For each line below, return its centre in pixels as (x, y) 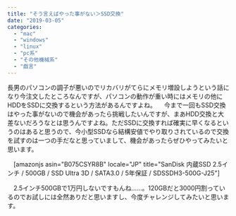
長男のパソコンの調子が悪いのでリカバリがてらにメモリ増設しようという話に (118, 87)
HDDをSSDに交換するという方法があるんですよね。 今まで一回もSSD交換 (117, 105)
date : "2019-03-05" (36, 20)
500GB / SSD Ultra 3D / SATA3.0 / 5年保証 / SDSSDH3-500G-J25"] (123, 173)
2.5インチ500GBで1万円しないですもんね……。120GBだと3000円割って (116, 188)
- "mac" (25, 34)
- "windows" (31, 40)
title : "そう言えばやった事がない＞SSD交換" (66, 14)
